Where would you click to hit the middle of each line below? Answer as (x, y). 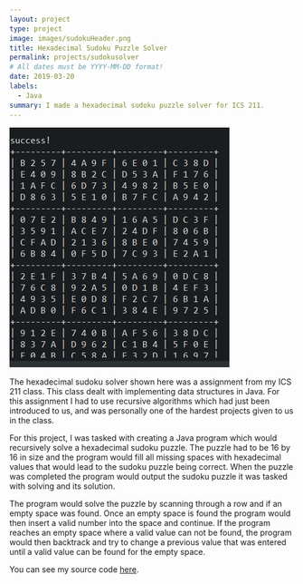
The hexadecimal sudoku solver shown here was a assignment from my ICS (151, 382)
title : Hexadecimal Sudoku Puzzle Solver (89, 48)
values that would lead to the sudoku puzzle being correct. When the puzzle (151, 466)
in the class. (32, 420)
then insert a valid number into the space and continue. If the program (140, 522)
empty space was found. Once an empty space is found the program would (150, 513)
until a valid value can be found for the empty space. (108, 551)
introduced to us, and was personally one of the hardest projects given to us (151, 410)
